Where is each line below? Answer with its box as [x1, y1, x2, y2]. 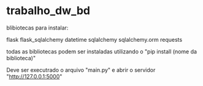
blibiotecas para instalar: [6, 24, 69, 31]
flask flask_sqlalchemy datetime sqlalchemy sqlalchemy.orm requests [6, 36, 183, 43]
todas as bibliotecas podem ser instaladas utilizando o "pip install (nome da [6, 47, 197, 55]
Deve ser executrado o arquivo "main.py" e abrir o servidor [6, 66, 156, 74]
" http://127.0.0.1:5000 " [6, 72, 63, 80]
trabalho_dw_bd [6, 4, 91, 18]
